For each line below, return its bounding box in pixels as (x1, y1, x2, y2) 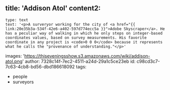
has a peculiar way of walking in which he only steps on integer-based (5, 30, 163, 36)
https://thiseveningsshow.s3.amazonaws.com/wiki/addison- (24, 53, 151, 59)
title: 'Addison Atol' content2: (5, 4, 101, 13)
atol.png (5, 58, 23, 64)
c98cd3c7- (136, 58, 160, 64)
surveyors (12, 78, 34, 85)
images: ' (5, 53, 24, 59)
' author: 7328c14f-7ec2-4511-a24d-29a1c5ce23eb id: (22, 58, 136, 64)
